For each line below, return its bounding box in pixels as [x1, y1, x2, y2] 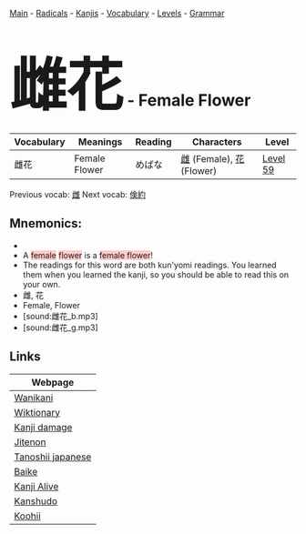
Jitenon [14, 436, 46, 448]
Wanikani [14, 391, 54, 404]
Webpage [31, 376, 75, 388]
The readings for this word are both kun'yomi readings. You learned [22, 259, 277, 270]
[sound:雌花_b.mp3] [22, 310, 98, 321]
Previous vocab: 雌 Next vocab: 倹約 [9, 188, 146, 199]
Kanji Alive [14, 479, 59, 492]
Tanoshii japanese [14, 450, 92, 463]
